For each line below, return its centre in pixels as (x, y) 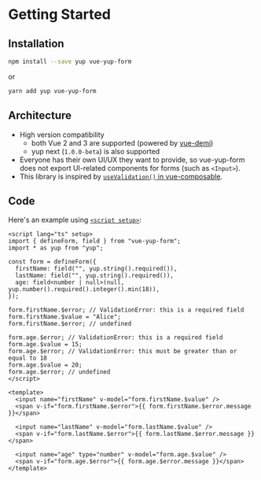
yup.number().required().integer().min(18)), (84, 290)
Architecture (40, 116)
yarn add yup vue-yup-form (52, 91)
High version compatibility (62, 135)
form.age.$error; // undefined (59, 372)
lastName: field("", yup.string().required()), (95, 276)
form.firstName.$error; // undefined (70, 324)
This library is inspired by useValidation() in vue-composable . (121, 176)
